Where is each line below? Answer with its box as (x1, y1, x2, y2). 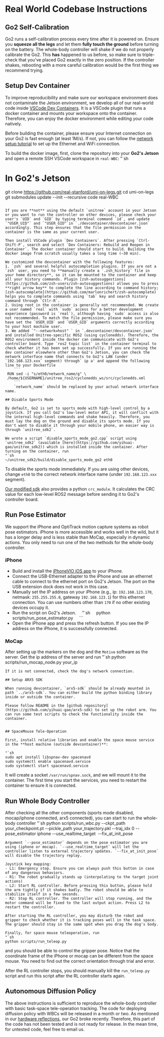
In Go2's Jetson (5, 173, 70, 184)
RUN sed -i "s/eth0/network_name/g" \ (7, 371, 87, 376)
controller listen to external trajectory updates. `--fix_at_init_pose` (5, 849, 159, 854)
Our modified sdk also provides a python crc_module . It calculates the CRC (5, 486, 155, 492)
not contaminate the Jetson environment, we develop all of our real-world (5, 100, 154, 106)
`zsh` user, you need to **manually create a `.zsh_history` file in (5, 268, 150, 273)
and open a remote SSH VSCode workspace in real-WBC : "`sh (5, 155, 129, 161)
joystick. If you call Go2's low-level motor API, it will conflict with (5, 410, 159, 415)
